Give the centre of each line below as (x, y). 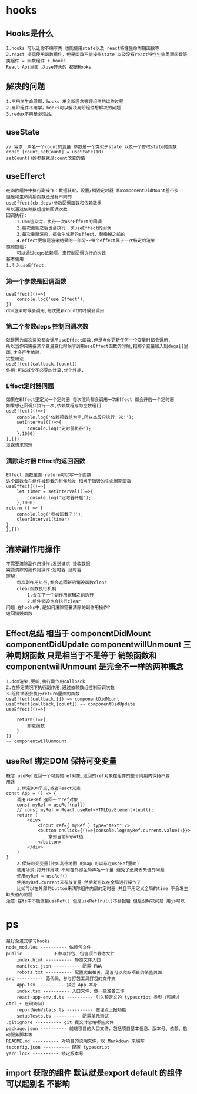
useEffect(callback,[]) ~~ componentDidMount (63, 699)
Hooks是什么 (30, 33)
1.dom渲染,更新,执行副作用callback (46, 682)
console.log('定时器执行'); (59, 429)
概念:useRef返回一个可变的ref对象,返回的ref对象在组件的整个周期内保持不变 (88, 776)
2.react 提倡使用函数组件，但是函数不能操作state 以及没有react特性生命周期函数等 (97, 55)
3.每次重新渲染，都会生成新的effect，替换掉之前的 (71, 235)
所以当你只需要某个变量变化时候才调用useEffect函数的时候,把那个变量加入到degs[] (95, 347)
